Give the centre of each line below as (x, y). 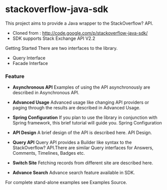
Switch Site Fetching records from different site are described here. (83, 163)
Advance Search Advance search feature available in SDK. (74, 173)
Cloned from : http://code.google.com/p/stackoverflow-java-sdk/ (80, 33)
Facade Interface (30, 63)
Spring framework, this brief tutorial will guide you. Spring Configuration (87, 123)
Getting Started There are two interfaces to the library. (62, 48)
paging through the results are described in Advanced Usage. (76, 108)
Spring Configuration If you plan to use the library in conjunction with (85, 117)
